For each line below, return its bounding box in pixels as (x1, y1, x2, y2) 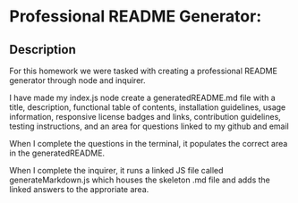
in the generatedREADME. (9, 148, 106, 158)
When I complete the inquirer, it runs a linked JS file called (9, 165, 224, 175)
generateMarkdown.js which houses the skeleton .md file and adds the (9, 174, 270, 185)
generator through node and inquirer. (9, 75, 146, 86)
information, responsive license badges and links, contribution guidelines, (9, 112, 282, 122)
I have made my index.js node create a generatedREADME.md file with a (9, 92, 276, 103)
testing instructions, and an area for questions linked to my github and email (9, 121, 289, 131)
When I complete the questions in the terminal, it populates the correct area (9, 139, 288, 148)
